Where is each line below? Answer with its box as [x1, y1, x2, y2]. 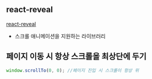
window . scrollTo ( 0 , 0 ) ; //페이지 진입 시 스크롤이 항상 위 [6, 67, 140, 73]
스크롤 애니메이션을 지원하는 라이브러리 [14, 32, 106, 39]
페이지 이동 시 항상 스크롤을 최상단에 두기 [6, 51, 147, 61]
